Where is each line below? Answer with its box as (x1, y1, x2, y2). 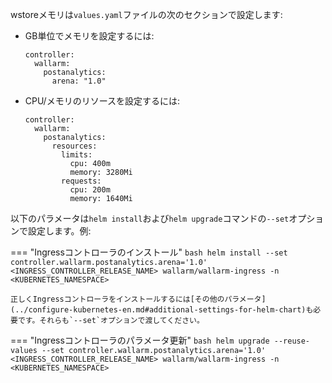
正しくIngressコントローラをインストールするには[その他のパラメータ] (10, 294, 267, 304)
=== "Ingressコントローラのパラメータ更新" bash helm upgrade (10, 334, 270, 346)
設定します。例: (27, 225, 92, 237)
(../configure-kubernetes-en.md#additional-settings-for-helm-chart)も (10, 305, 314, 315)
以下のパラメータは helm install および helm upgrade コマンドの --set (10, 213, 290, 224)
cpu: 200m (69, 185, 111, 195)
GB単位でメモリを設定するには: (24, 30, 155, 42)
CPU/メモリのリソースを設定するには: (24, 95, 180, 107)
